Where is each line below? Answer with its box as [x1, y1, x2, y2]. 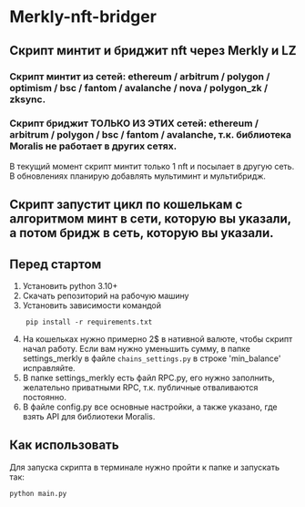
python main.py [9, 489, 67, 498]
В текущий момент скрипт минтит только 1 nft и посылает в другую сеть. [9, 160, 295, 171]
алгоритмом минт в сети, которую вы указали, [9, 212, 291, 227]
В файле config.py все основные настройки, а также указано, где [22, 401, 278, 412]
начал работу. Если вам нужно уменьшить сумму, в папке [22, 344, 250, 354]
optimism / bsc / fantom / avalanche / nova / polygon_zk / [9, 81, 269, 94]
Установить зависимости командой [22, 300, 162, 311]
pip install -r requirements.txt [25, 317, 153, 326]
